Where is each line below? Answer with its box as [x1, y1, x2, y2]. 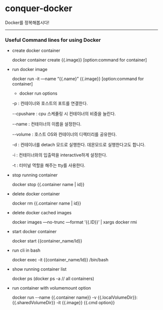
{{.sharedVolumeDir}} [12, 300, 56, 306]
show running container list [12, 266, 67, 272]
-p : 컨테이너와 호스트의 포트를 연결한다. [12, 101, 88, 106]
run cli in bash [12, 247, 41, 253]
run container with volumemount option [12, 285, 91, 291]
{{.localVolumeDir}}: [98, 294, 138, 300]
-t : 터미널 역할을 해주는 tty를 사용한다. [12, 162, 86, 168]
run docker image [12, 67, 48, 72]
